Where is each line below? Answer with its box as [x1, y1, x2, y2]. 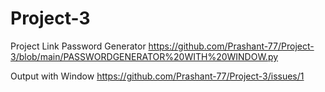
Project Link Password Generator [10, 40, 147, 52]
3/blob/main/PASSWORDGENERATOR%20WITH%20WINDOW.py [10, 50, 279, 62]
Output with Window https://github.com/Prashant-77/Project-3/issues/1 [10, 70, 305, 82]
